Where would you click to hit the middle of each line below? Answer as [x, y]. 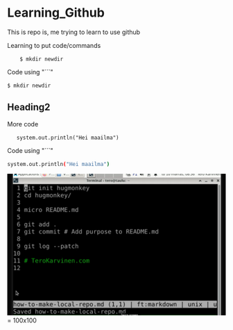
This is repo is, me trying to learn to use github [74, 32]
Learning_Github [56, 13]
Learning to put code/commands [54, 45]
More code [23, 124]
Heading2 [29, 107]
